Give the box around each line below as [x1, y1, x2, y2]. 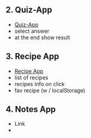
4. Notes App [5, 104, 56, 114]
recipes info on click [14, 80, 65, 87]
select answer [14, 27, 49, 34]
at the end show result [14, 33, 71, 41]
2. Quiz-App [5, 5, 52, 15]
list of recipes [14, 74, 49, 81]
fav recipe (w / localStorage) [14, 87, 86, 94]
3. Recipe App [5, 51, 60, 62]
